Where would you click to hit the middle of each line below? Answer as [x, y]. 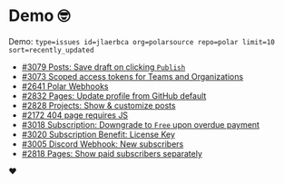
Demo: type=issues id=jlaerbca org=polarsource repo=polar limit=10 [142, 41]
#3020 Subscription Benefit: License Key [98, 134]
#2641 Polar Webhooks [65, 86]
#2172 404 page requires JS [75, 115]
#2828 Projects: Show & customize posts [98, 105]
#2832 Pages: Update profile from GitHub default [114, 95]
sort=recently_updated [51, 50]
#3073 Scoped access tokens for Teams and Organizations [132, 76]
